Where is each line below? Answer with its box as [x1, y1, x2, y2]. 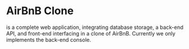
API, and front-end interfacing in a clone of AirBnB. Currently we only [6, 30, 176, 37]
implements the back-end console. [6, 36, 92, 43]
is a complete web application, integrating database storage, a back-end [6, 24, 184, 31]
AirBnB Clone [6, 4, 74, 18]
